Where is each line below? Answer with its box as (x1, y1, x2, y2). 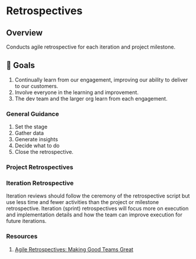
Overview (6, 28, 43, 38)
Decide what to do (14, 142, 60, 149)
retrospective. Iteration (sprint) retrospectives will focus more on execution (6, 205, 189, 212)
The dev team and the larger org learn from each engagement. (14, 95, 168, 102)
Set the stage (14, 123, 48, 131)
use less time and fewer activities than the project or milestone (6, 199, 159, 206)
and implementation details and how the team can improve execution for (6, 211, 182, 218)
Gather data (14, 129, 44, 137)
